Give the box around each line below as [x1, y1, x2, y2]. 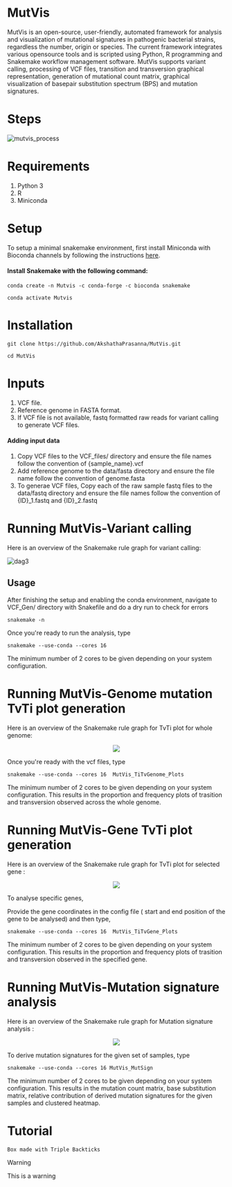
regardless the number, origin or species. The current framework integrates [7, 42, 223, 51]
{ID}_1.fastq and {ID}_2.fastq [17, 497, 98, 505]
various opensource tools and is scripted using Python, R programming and [7, 50, 223, 58]
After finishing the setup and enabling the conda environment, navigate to [7, 595, 217, 604]
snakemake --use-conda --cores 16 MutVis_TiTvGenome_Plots [7, 771, 185, 778]
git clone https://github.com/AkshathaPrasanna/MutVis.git [7, 340, 181, 347]
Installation [7, 317, 73, 333]
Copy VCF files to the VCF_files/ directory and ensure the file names [17, 452, 212, 460]
